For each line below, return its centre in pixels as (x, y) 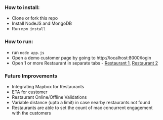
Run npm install (29, 29)
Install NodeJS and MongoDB (42, 23)
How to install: (22, 7)
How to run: (19, 42)
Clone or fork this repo (35, 18)
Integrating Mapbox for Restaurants (48, 86)
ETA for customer (30, 92)
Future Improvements (31, 76)
